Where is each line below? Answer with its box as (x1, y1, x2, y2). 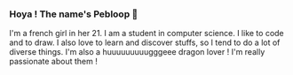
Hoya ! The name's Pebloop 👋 (9, 8, 139, 20)
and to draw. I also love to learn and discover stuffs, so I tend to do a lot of (9, 37, 281, 48)
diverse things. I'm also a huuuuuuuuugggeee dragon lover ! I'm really (9, 47, 265, 57)
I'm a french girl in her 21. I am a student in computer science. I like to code (9, 28, 284, 39)
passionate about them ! (9, 56, 98, 67)
